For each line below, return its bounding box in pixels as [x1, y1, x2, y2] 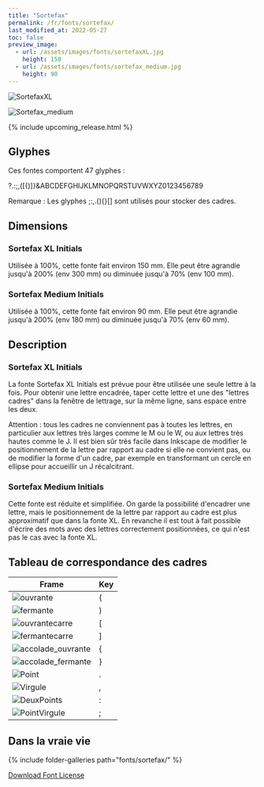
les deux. [8, 405, 38, 414]
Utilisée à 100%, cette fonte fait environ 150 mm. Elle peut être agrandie [8, 261, 240, 270]
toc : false [8, 33, 44, 42]
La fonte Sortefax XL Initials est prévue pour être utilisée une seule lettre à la [8, 380, 256, 389]
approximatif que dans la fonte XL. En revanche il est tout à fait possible [8, 516, 242, 525]
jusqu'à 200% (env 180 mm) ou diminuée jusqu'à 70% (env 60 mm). [8, 315, 230, 325]
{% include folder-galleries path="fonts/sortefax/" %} [8, 755, 183, 765]
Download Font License [8, 770, 85, 780]
